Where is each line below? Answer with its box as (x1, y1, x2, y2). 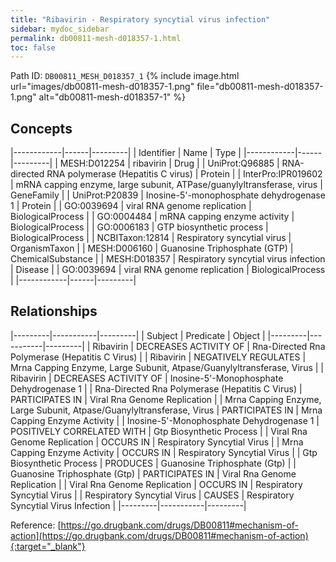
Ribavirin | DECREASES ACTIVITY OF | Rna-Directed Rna (92, 340, 326, 352)
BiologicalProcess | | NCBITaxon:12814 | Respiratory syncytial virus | (10, 232, 292, 244)
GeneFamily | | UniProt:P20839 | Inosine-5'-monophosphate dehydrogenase (10, 189, 326, 201)
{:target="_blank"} (10, 540, 86, 552)
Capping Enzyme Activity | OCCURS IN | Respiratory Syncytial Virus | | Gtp (10, 446, 318, 458)
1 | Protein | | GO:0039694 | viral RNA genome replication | (10, 200, 252, 212)
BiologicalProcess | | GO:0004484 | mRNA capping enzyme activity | (10, 211, 295, 223)
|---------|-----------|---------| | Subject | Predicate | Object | (10, 329, 266, 341)
